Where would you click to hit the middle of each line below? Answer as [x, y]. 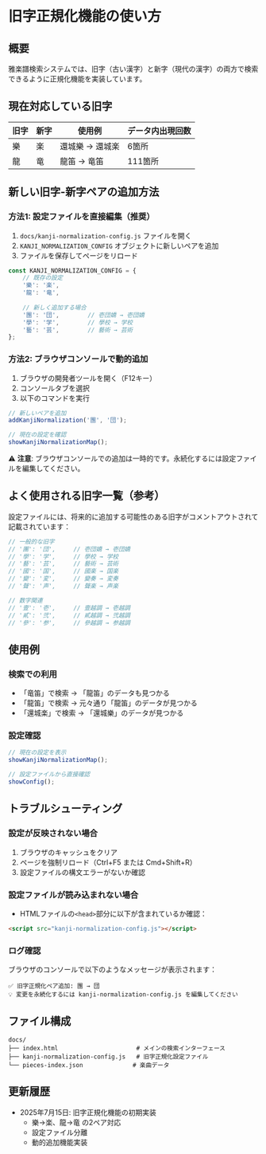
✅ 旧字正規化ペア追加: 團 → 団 [54, 986]
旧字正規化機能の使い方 [85, 16]
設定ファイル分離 [60, 1132]
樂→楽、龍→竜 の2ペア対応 [76, 1122]
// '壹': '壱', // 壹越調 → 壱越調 [69, 608]
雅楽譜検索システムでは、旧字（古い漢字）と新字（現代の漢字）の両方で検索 [133, 69]
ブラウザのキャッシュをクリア [68, 852]
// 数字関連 [26, 600]
